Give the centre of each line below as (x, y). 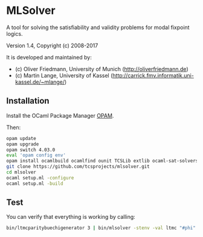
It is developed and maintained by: (49, 57)
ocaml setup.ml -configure (40, 178)
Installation (28, 101)
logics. (14, 33)
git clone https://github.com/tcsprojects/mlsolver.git (78, 167)
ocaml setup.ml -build (35, 183)
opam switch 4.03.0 (31, 150)
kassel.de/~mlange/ (40, 82)
